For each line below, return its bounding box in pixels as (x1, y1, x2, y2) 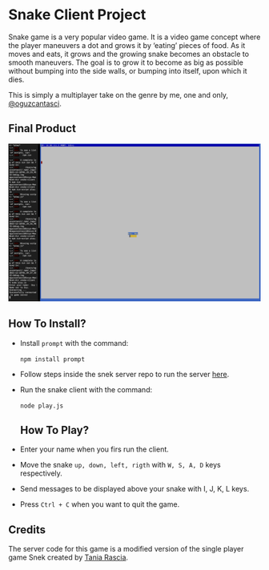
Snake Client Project (8, 6, 147, 24)
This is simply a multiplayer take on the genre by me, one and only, (8, 90, 229, 99)
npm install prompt (19, 355, 86, 363)
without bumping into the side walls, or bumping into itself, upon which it (8, 66, 247, 75)
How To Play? (19, 423, 90, 437)
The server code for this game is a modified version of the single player (8, 544, 244, 554)
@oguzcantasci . (8, 98, 62, 108)
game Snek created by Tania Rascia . (8, 552, 129, 562)
